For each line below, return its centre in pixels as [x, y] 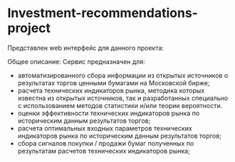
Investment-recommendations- [103, 13]
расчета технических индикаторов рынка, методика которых [111, 90]
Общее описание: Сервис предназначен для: [76, 61]
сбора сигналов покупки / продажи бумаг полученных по [106, 143]
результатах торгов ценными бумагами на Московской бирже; [114, 82]
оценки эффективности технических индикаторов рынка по [109, 113]
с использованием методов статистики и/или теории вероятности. [120, 105]
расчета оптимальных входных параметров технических [105, 128]
